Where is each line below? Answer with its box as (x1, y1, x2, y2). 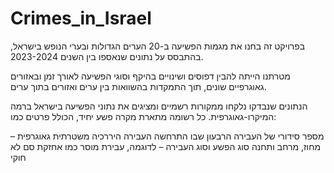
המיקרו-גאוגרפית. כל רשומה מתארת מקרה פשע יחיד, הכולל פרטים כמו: (10, 110, 277, 122)
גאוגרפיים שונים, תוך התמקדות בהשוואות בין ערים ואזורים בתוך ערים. (10, 80, 267, 92)
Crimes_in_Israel (10, 7, 152, 30)
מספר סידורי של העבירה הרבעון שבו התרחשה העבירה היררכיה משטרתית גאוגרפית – (10, 130, 325, 142)
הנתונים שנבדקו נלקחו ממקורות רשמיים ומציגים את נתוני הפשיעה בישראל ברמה (10, 100, 308, 112)
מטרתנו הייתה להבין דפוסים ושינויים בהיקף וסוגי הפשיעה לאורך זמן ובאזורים (10, 70, 291, 82)
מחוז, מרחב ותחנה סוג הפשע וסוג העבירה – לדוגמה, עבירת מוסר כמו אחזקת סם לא (10, 140, 322, 152)
